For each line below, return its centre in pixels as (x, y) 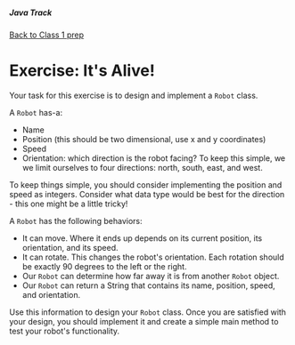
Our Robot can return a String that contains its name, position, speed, (148, 285)
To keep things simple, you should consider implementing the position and (146, 185)
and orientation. (51, 294)
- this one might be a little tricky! (69, 204)
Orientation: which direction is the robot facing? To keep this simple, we (154, 158)
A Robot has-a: (36, 112)
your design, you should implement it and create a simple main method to (144, 321)
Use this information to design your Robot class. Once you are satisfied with (148, 312)
